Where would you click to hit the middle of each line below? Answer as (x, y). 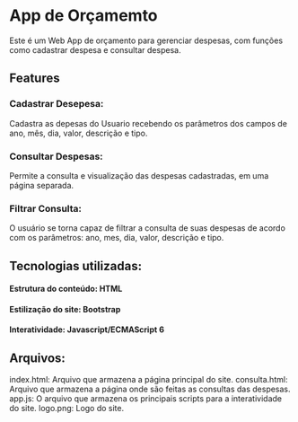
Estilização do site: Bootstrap (65, 309)
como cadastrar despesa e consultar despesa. (95, 49)
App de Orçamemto (84, 16)
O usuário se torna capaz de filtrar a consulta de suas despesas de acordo (147, 228)
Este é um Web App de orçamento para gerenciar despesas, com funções (146, 40)
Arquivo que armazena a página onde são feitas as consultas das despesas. (150, 389)
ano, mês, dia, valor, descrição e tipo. (79, 133)
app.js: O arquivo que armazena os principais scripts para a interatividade (146, 399)
